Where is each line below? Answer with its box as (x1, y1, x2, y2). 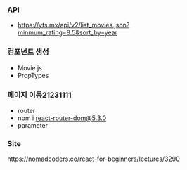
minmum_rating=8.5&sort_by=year (17, 28, 118, 37)
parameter (17, 121, 48, 129)
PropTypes (17, 71, 49, 79)
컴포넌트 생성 (7, 47, 49, 57)
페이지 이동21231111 (7, 90, 72, 100)
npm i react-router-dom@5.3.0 (17, 114, 107, 122)
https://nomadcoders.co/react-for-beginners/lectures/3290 (7, 155, 181, 163)
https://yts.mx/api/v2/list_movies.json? (17, 21, 130, 30)
